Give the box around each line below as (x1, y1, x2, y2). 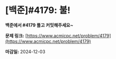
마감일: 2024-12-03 (5, 48, 45, 54)
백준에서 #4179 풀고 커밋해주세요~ (5, 22, 74, 28)
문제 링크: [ (5, 32, 27, 38)
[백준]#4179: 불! (5, 4, 71, 16)
